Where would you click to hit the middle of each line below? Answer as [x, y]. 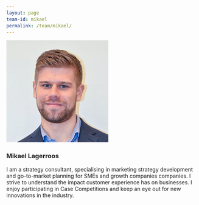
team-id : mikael [27, 19]
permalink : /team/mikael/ [39, 26]
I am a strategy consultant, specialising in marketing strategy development [100, 169]
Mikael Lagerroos [33, 156]
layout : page [23, 13]
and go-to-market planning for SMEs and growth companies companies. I [99, 176]
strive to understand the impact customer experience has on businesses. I [100, 182]
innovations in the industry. [40, 195]
